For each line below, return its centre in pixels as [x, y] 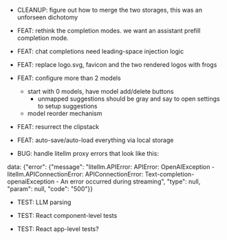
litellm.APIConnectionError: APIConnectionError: [75, 174]
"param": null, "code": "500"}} [50, 189]
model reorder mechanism [65, 113]
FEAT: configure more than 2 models [69, 78]
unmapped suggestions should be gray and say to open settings [129, 99]
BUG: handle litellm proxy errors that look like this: [88, 153]
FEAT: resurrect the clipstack [58, 127]
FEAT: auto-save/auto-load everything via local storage [95, 140]
